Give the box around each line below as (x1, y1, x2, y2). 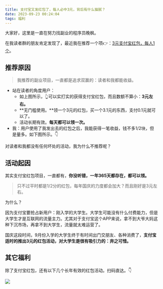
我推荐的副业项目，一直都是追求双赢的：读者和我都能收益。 (16, 77, 136, 83)
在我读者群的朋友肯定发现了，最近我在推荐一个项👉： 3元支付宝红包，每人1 (5, 40, 155, 46)
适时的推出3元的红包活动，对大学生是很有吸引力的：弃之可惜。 (5, 238, 131, 244)
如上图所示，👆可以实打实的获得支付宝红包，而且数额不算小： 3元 (19, 94, 149, 99)
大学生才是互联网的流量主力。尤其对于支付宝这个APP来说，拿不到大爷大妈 (5, 216, 154, 221)
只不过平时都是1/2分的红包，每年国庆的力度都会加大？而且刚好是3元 (16, 183, 153, 189)
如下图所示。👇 (29, 131, 58, 137)
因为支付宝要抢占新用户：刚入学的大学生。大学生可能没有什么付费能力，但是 (5, 209, 158, 215)
